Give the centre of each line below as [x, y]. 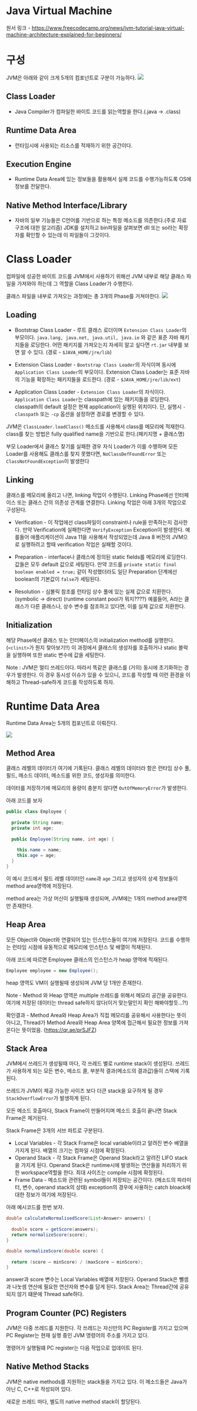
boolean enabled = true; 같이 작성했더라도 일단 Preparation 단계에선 [96, 571]
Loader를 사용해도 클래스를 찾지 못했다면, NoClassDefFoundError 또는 [86, 454]
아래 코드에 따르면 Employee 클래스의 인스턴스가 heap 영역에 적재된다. [88, 960]
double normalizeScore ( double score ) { [55, 1251]
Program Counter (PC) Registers [66, 1313]
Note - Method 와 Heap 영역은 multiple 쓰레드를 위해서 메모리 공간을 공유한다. [97, 995]
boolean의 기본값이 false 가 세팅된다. [58, 579]
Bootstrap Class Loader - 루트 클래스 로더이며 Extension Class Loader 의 [101, 330]
